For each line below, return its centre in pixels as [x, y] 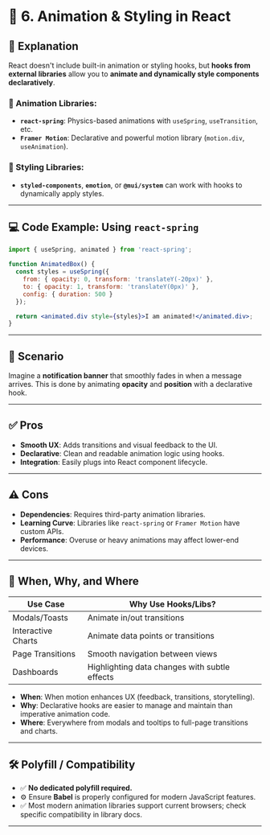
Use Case [46, 604]
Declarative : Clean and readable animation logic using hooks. [122, 453]
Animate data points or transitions [151, 636]
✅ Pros [26, 426]
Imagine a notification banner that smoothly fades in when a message [125, 376]
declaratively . [32, 82]
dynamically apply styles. [62, 193]
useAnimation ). [44, 146]
